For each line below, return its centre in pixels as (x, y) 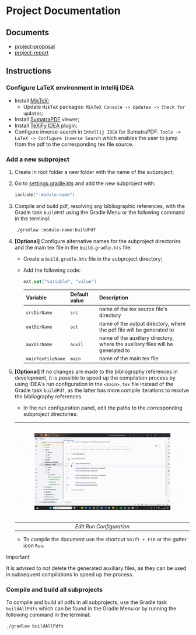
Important (18, 557)
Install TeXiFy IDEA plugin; (46, 125)
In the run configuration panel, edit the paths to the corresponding (103, 408)
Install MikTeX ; (32, 100)
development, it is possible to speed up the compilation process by (95, 378)
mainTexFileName (45, 359)
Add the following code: (52, 270)
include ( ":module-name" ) (45, 194)
